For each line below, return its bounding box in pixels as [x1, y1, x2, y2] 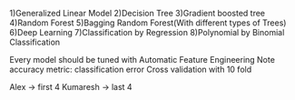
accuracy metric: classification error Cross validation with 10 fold [9, 64, 252, 75]
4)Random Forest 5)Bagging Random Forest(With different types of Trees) [9, 17, 287, 28]
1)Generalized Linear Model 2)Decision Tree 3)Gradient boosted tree [9, 8, 266, 18]
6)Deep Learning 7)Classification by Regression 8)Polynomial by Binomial [9, 27, 285, 37]
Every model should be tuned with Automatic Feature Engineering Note [9, 55, 275, 65]
